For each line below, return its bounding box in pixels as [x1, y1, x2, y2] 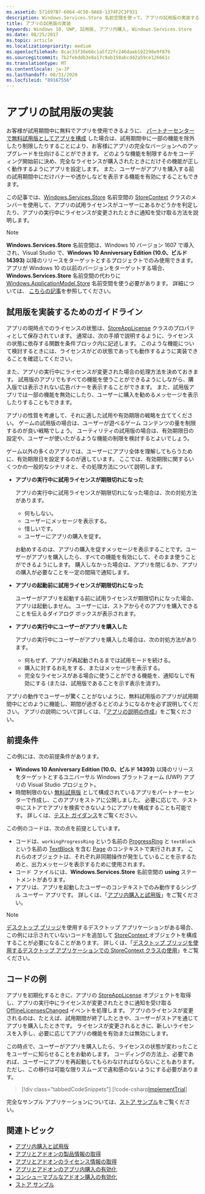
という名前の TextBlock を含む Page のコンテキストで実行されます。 [15, 845, 187, 852]
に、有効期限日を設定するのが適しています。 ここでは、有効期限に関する [6, 455, 189, 462]
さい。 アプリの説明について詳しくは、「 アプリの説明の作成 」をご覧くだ [6, 708, 187, 715]
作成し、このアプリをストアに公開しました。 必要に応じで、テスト [31, 796, 198, 803]
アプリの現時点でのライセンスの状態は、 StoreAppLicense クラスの [6, 324, 174, 331]
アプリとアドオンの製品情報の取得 [15, 1151, 101, 1158]
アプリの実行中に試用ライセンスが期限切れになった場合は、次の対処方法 [15, 489, 197, 496]
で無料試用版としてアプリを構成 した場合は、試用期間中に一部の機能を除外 [6, 135, 195, 142]
